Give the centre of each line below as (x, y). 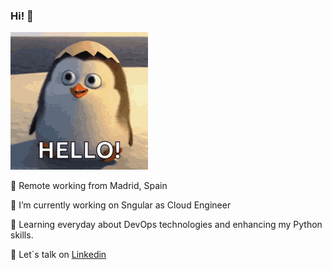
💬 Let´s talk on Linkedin (58, 255)
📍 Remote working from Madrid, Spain (89, 186)
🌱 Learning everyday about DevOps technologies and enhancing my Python (166, 225)
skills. (22, 235)
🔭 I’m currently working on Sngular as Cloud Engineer (121, 205)
